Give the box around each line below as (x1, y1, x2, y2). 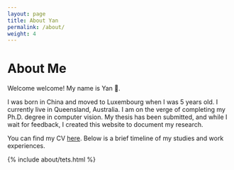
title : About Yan (7, 17, 59, 24)
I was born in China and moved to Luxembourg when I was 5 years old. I (7, 98, 218, 106)
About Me (7, 61, 67, 76)
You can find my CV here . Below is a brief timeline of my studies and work (7, 134, 224, 142)
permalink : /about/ (7, 23, 65, 30)
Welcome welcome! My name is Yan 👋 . (7, 84, 121, 93)
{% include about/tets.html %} (7, 155, 96, 164)
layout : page (7, 10, 46, 18)
